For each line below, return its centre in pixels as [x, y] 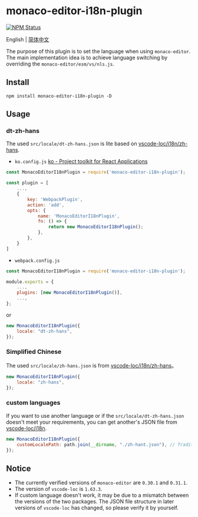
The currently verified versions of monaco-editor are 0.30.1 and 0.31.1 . [101, 483]
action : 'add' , [46, 205]
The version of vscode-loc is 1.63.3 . [58, 489]
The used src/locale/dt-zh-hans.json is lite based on [72, 144]
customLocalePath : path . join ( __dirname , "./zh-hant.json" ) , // [96, 444]
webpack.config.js [37, 261]
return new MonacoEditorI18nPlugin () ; [96, 227]
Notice [19, 468]
